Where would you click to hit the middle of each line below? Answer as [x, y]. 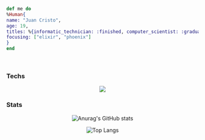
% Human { [16, 14]
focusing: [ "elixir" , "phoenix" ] [49, 37]
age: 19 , [17, 26]
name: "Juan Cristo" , [34, 20]
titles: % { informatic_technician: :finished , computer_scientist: [92, 31]
